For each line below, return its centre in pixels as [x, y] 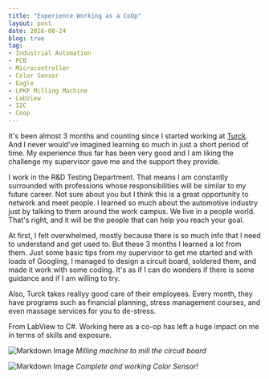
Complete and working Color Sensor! [137, 366]
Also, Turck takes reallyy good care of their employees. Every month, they [130, 294]
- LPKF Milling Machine [48, 91]
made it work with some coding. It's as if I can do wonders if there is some [131, 270]
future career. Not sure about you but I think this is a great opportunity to [128, 194]
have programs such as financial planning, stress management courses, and [134, 302]
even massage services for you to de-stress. [82, 311]
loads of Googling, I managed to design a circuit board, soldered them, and [132, 261]
